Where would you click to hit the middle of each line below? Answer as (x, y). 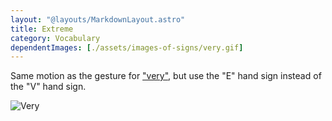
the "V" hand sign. (48, 87)
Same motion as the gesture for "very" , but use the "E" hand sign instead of (166, 76)
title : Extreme (42, 29)
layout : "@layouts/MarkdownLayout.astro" (98, 19)
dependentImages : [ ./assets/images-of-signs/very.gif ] (127, 47)
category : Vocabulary (55, 38)
